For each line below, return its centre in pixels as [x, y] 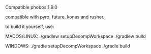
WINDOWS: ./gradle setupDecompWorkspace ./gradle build [68, 46]
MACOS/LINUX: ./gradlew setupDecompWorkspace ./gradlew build [75, 36]
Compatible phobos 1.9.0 [31, 7]
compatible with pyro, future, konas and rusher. [55, 17]
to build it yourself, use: [30, 26]
